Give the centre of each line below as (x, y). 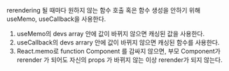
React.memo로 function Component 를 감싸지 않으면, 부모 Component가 (119, 51)
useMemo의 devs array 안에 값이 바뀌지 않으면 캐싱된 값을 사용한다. (111, 34)
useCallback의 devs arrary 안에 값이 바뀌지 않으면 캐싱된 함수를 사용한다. (118, 42)
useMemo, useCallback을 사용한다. (56, 19)
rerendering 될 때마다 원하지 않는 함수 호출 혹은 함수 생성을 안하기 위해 (104, 10)
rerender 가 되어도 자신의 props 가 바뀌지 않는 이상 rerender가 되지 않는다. (119, 60)
